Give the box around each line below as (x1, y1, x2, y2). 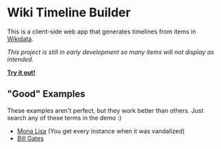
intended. (7, 55, 34, 63)
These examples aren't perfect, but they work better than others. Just (7, 106, 204, 114)
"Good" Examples (7, 88, 86, 100)
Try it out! (7, 68, 36, 77)
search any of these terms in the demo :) (7, 113, 122, 122)
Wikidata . (7, 34, 34, 42)
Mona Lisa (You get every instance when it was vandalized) (16, 126, 185, 135)
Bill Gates (16, 134, 44, 142)
